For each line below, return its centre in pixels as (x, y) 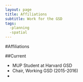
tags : (11, 23)
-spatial (18, 32)
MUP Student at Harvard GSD (42, 65)
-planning (19, 28)
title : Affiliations (26, 14)
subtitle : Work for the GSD (34, 19)
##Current (15, 56)
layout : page (18, 10)
